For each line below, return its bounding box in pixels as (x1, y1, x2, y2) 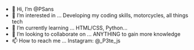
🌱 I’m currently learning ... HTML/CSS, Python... (11, 24, 128, 31)
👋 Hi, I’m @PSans (11, 6, 54, 12)
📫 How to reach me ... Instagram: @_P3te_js (11, 37, 121, 44)
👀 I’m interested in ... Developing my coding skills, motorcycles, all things (11, 12, 189, 19)
